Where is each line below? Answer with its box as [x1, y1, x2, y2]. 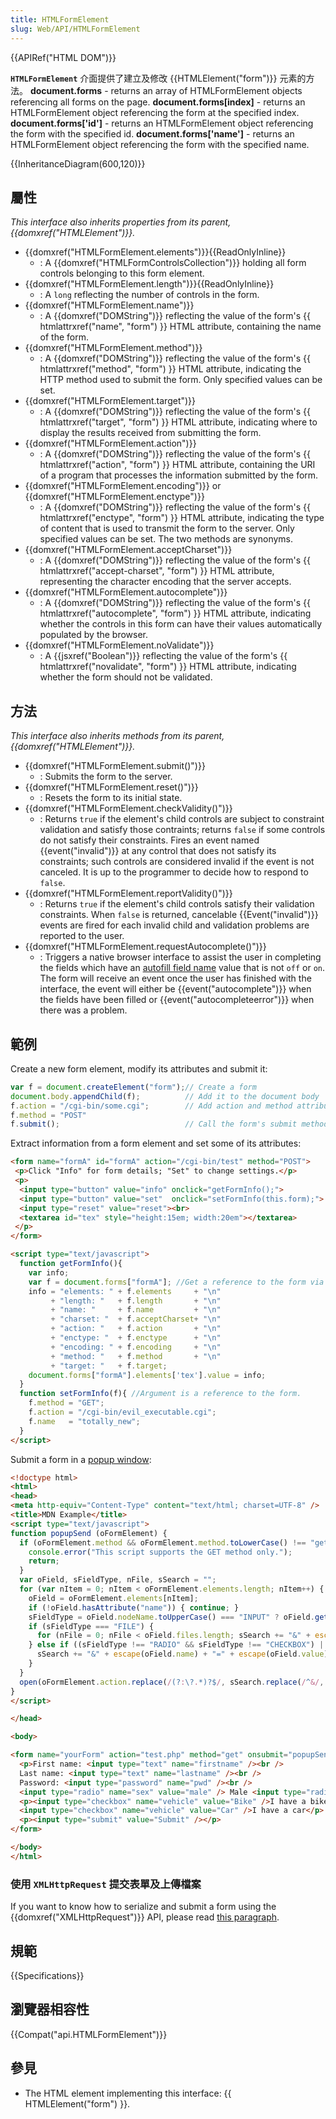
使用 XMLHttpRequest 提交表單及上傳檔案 [10, 1877, 202, 1891]
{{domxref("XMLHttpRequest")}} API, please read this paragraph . [10, 1911, 280, 1923]
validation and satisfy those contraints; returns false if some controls [39, 824, 326, 836]
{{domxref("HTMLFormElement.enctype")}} [24, 491, 205, 503]
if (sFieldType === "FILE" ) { [28, 1621, 155, 1631]
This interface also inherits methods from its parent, [10, 730, 225, 742]
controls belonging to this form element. [39, 267, 205, 280]
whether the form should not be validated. [39, 671, 213, 683]
